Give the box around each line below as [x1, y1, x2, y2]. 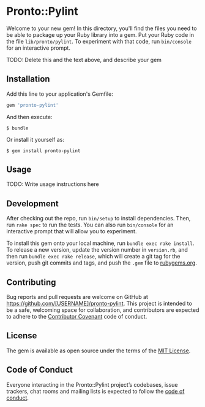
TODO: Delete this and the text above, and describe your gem [6, 56, 162, 63]
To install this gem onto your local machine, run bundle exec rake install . [6, 239, 195, 247]
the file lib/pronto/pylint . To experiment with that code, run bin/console [6, 37, 192, 45]
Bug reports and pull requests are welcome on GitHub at [6, 293, 149, 301]
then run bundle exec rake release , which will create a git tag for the [6, 253, 181, 260]
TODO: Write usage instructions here [6, 180, 99, 188]
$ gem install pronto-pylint [6, 147, 81, 154]
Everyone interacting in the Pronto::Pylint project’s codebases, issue [6, 381, 178, 388]
